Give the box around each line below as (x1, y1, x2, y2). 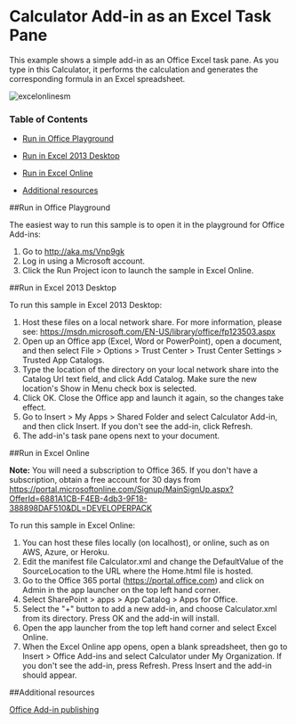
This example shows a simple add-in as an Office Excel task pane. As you (9, 54, 279, 65)
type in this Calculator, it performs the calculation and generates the (9, 64, 259, 75)
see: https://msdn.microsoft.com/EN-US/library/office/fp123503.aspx (21, 327, 276, 338)
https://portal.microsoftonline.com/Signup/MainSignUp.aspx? (9, 484, 234, 495)
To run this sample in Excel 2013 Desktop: (9, 300, 163, 311)
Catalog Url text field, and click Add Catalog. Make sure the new (21, 374, 258, 385)
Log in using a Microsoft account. (21, 256, 145, 266)
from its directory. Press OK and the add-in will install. (21, 613, 220, 624)
